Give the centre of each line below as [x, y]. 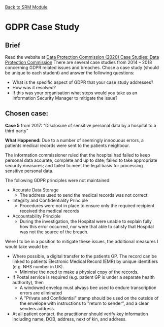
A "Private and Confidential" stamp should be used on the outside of [89, 298]
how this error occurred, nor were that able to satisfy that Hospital [87, 226]
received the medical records [49, 211]
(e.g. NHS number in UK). [38, 266]
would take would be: [27, 247]
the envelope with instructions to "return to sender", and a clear [84, 303]
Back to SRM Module [26, 7]
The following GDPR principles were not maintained [57, 180]
